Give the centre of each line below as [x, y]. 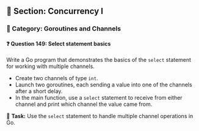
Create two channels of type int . [57, 78]
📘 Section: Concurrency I [55, 11]
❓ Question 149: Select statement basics [59, 43]
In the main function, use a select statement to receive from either [99, 97]
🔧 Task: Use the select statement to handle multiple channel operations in [100, 116]
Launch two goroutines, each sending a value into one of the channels [103, 84]
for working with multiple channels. [50, 66]
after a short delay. [39, 91]
